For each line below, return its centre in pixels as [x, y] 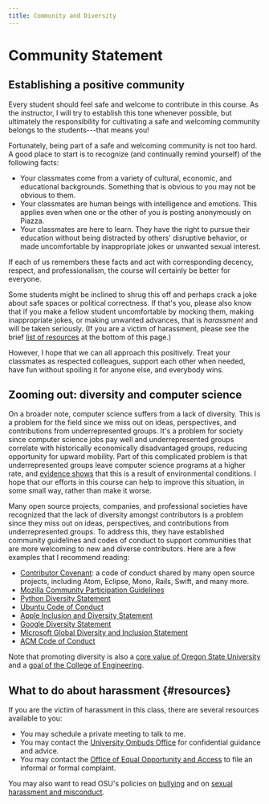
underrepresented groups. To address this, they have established [116, 532]
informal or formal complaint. [68, 768]
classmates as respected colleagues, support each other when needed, [127, 361]
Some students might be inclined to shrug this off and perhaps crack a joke [132, 294]
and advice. [39, 751]
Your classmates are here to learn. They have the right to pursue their [135, 229]
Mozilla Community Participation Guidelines [92, 590]
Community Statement [86, 55]
